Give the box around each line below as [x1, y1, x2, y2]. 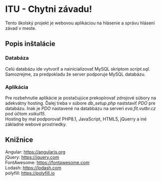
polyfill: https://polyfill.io [5, 170, 55, 176]
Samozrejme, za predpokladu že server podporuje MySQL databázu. [5, 71, 146, 77]
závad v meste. [5, 25, 36, 31]
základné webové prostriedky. [5, 121, 67, 127]
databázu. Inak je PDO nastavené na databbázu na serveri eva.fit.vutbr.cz [5, 105, 156, 111]
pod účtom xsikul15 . [5, 110, 46, 116]
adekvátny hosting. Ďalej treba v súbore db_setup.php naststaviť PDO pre [5, 100, 156, 106]
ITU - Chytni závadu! [5, 3, 92, 15]
